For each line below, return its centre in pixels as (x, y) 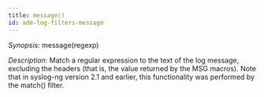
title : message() (37, 15)
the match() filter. (36, 85)
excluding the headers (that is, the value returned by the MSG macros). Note (132, 68)
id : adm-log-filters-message (56, 23)
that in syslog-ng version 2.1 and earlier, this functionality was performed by (131, 77)
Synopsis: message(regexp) (54, 45)
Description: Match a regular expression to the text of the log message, (124, 60)
